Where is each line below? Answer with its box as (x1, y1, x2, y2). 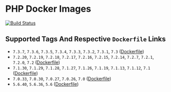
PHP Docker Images (5, 3, 91, 15)
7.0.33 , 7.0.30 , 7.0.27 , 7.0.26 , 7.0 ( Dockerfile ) (12, 75, 112, 82)
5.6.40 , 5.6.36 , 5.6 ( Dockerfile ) (12, 81, 79, 87)
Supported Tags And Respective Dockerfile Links (5, 35, 166, 43)
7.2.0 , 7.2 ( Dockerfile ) (12, 59, 60, 65)
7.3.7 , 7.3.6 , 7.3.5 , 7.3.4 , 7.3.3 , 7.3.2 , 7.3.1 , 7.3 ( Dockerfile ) (12, 48, 144, 54)
